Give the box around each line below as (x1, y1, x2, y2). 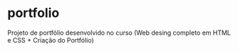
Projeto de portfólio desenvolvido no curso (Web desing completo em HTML (7, 28, 232, 37)
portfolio (7, 5, 60, 21)
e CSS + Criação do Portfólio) (7, 35, 94, 44)
